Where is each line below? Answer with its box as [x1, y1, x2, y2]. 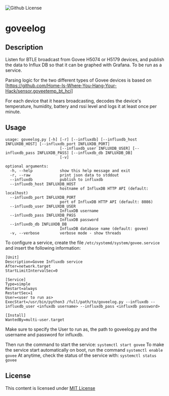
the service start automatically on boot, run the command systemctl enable [5, 347, 163, 353]
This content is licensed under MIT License [5, 385, 95, 391]
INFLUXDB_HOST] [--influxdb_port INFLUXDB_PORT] [5, 141, 110, 146]
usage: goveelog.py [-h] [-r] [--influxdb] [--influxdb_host [5, 137, 138, 142]
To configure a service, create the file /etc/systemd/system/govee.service [5, 240, 160, 246]
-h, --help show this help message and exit [10, 168, 130, 173]
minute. [5, 109, 21, 115]
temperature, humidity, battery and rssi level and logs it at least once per [5, 103, 157, 109]
